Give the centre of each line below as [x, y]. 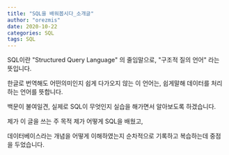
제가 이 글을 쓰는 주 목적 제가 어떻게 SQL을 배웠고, [75, 121]
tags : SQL [22, 39]
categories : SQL [31, 33]
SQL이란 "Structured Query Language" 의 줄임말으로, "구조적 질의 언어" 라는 [113, 60]
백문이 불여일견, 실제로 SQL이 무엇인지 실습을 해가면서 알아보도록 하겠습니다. [112, 107]
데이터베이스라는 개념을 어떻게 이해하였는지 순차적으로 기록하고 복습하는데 [108, 136]
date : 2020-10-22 [32, 26]
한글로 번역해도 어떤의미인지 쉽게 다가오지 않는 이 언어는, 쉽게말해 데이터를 [109, 83]
